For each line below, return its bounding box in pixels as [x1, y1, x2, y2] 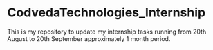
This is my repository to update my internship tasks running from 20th [7, 27, 207, 36]
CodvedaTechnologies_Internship [7, 5, 206, 21]
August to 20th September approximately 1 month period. [7, 34, 171, 42]
